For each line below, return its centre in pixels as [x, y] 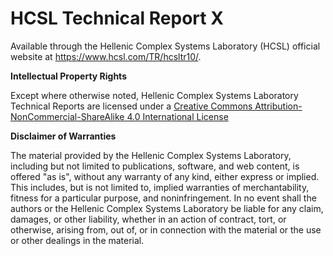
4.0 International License [177, 116]
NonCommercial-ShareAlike [67, 116]
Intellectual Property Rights [68, 76]
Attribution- [278, 106]
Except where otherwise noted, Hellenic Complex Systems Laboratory [154, 95]
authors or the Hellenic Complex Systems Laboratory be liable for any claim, [167, 208]
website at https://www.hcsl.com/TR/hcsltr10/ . [106, 56]
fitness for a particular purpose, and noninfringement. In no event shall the [163, 198]
